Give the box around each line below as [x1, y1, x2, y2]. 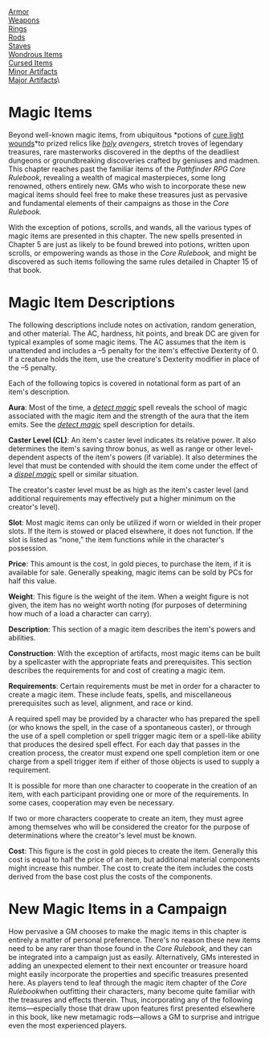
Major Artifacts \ [8, 76, 60, 84]
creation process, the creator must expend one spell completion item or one [8, 748, 259, 757]
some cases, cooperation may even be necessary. [8, 797, 175, 807]
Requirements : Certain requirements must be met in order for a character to [8, 681, 261, 690]
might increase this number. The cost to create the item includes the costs [8, 863, 255, 872]
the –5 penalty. [8, 362, 58, 373]
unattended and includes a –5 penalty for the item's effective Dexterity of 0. [8, 345, 259, 355]
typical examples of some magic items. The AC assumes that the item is [8, 337, 247, 347]
